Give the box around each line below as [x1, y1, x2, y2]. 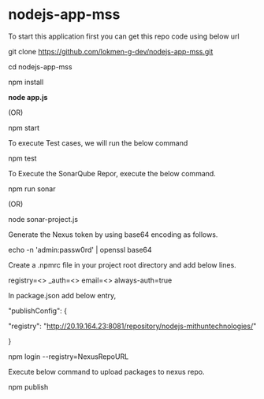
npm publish [8, 382, 49, 391]
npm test [8, 153, 37, 163]
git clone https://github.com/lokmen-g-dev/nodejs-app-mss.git [8, 46, 214, 56]
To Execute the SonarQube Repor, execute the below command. [8, 168, 217, 178]
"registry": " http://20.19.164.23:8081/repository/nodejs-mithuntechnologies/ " [8, 321, 257, 331]
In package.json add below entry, [8, 290, 117, 300]
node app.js [8, 92, 48, 102]
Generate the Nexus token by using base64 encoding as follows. [8, 230, 218, 239]
